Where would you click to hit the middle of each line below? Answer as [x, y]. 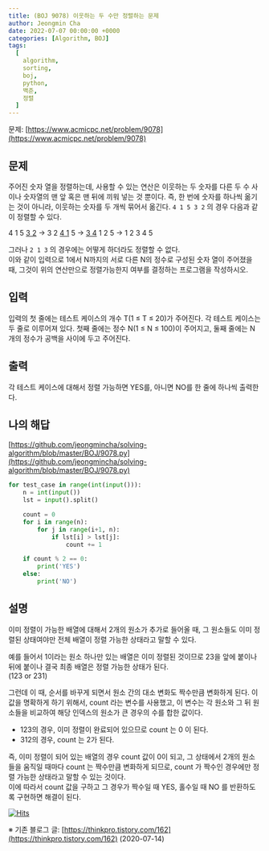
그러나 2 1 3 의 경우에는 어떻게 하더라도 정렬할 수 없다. [94, 249]
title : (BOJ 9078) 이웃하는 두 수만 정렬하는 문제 [84, 16]
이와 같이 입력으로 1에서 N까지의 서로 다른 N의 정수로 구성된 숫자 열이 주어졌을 [130, 259]
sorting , [37, 68]
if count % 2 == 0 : [55, 559]
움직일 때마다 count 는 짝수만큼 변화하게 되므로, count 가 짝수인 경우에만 [137, 767]
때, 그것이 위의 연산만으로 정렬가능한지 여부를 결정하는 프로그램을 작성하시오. [128, 269]
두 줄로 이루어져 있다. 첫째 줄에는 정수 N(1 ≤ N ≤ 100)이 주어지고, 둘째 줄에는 [128, 328]
